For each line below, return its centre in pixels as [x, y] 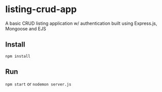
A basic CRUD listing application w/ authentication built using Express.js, [81, 23]
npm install [18, 56]
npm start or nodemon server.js [38, 84]
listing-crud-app [41, 9]
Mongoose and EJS [26, 28]
